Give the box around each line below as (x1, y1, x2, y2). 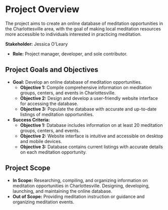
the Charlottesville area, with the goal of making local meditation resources (5, 25, 161, 31)
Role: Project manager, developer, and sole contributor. (12, 51, 128, 57)
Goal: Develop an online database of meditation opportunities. (12, 79, 142, 85)
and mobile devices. (20, 138, 62, 144)
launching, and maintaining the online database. (12, 188, 113, 194)
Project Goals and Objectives (5, 65, 98, 74)
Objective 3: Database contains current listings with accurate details (20, 144, 163, 150)
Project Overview (5, 4, 80, 15)
